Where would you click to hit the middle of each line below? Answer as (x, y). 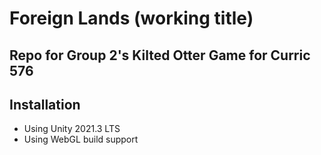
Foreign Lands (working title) (131, 18)
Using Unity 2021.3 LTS (72, 129)
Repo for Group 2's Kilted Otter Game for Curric (160, 55)
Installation (45, 104)
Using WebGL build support (81, 139)
